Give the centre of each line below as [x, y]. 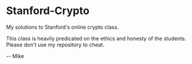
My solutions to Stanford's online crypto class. [62, 27]
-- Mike [15, 56]
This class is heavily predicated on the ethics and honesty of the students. [96, 38]
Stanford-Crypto [48, 11]
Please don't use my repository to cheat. [55, 45]
